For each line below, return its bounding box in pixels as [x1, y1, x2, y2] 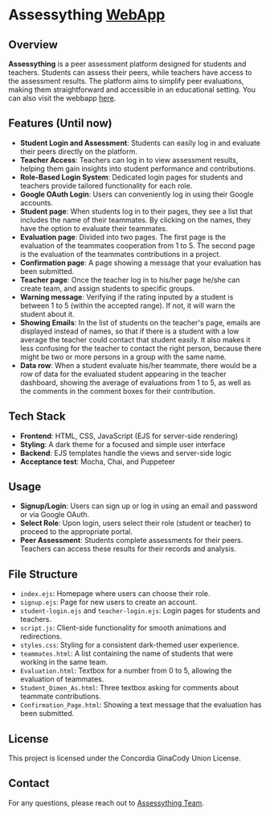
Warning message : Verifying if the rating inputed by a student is [19, 292, 234, 301]
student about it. [19, 309, 75, 319]
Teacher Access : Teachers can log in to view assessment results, [19, 155, 239, 164]
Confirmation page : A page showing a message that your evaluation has [19, 258, 262, 267]
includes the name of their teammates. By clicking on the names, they [19, 215, 252, 225]
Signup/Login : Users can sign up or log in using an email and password [19, 501, 258, 511]
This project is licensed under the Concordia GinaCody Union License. [8, 753, 241, 763]
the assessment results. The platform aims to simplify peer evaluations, [8, 77, 244, 85]
